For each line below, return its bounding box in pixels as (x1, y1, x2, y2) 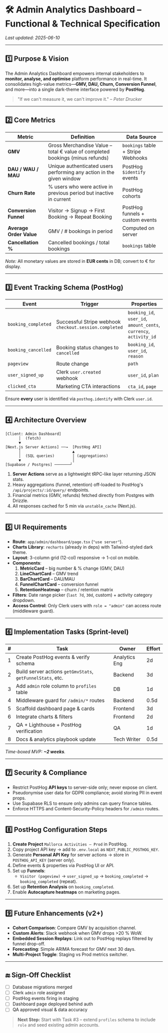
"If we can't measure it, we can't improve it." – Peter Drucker (17, 96, 142, 102)
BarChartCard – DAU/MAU (19, 576, 75, 582)
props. (12, 795, 26, 801)
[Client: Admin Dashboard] (5, 432, 61, 437)
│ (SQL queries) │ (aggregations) (18, 453, 108, 459)
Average (7, 224, 28, 231)
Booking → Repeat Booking (48, 213, 112, 220)
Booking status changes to (56, 344, 119, 351)
